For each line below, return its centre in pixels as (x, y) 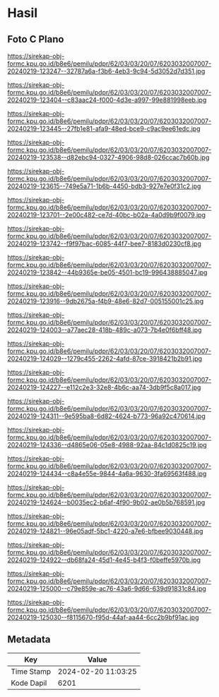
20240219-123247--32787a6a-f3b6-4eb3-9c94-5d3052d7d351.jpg (106, 71)
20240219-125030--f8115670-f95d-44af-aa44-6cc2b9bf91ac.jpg (103, 617)
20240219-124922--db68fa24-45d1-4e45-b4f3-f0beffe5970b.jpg (104, 560)
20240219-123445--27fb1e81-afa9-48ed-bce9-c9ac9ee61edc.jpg (104, 128)
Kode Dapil (29, 683)
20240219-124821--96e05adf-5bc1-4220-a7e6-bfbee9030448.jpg (105, 531)
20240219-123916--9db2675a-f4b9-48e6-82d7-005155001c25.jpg (106, 301)
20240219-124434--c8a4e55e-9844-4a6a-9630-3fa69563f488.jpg (107, 473)
